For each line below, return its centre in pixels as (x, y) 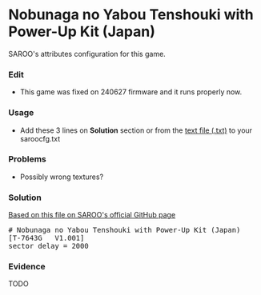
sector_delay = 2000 (49, 246)
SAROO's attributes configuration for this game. (87, 54)
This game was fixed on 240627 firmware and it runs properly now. (131, 92)
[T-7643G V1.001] (46, 238)
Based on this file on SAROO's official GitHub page (92, 215)
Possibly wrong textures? (62, 177)
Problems (27, 159)
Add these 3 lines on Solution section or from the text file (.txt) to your (136, 130)
